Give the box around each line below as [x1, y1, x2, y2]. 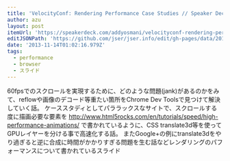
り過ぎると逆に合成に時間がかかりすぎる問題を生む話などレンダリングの [7, 138, 211, 146]
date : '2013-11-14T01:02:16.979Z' [7, 42, 106, 48]
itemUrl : [7, 29, 32, 36]
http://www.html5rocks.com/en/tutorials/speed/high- [68, 112, 219, 120]
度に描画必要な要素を [7, 112, 67, 120]
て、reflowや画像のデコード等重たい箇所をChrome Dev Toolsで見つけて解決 [7, 95, 221, 103]
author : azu [7, 16, 41, 23]
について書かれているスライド [36, 146, 121, 154]
